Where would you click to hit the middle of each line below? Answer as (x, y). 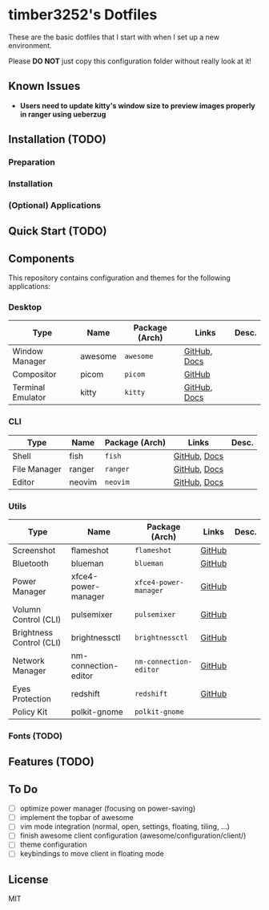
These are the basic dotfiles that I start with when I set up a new (114, 37)
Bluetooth (31, 563)
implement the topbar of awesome (76, 818)
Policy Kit (30, 712)
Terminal (29, 388)
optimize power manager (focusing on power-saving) (108, 809)
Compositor (34, 375)
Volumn (27, 609)
